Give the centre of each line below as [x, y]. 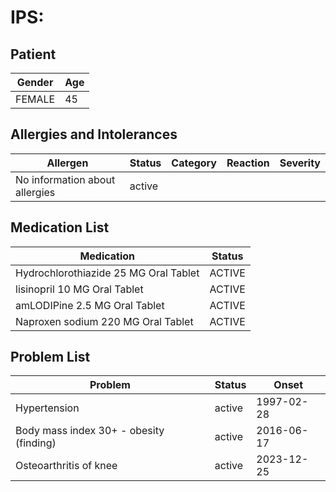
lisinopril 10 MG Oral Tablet [79, 289]
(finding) [36, 443]
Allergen [67, 163]
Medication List [60, 227]
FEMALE [35, 99]
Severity [300, 163]
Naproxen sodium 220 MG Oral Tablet [104, 321]
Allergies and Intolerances [94, 134]
